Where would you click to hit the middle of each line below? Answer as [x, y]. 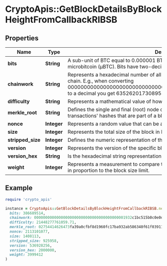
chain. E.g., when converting [101, 81]
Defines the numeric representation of [112, 140]
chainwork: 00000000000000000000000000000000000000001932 [71, 218]
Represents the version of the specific [112, 148]
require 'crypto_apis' [29, 199]
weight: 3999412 [26, 255]
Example [19, 188]
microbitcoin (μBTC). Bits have [103, 67]
